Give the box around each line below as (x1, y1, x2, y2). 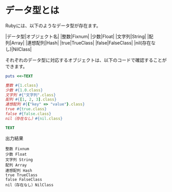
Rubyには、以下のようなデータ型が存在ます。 (5, 22, 101, 29)
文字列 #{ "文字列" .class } (5, 92, 56, 98)
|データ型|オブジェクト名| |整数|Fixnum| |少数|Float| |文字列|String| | (5, 33, 149, 39)
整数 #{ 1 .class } (5, 83, 38, 88)
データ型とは (5, 5, 60, 16)
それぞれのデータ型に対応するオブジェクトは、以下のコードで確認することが (5, 57, 167, 63)
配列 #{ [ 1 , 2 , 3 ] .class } (5, 97, 57, 102)
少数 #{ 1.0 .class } (5, 87, 43, 92)
